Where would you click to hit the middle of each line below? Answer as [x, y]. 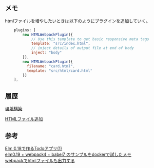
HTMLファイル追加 [24, 119]
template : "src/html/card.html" [59, 71]
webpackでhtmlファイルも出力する [40, 160]
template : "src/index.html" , [61, 44]
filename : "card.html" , [51, 66]
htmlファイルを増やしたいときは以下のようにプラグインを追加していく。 [78, 21]
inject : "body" [47, 53]
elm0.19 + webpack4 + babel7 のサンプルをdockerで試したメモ [68, 154]
